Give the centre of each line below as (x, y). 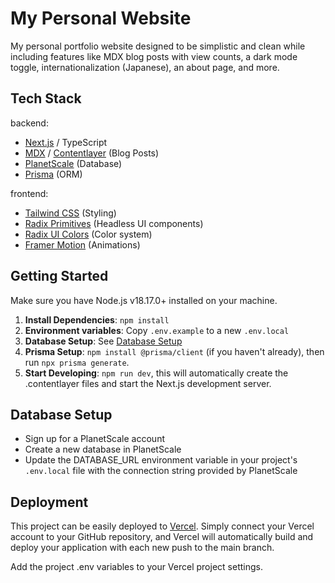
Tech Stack (46, 98)
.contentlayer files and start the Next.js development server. (148, 383)
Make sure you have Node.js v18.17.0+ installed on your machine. (144, 300)
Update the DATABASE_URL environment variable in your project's (161, 460)
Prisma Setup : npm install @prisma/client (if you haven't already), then (174, 351)
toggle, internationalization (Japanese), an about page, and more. (145, 67)
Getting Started (59, 276)
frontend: (29, 193)
